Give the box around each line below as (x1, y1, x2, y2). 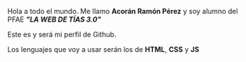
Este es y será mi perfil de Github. (7, 30, 117, 39)
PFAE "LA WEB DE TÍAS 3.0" (7, 15, 102, 24)
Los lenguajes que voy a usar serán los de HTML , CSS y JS (7, 45, 200, 53)
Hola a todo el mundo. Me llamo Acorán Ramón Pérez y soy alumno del (7, 7, 238, 15)
